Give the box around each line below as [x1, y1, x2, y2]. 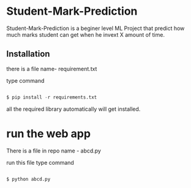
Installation [6, 49, 50, 59]
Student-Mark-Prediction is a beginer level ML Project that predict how [6, 24, 185, 32]
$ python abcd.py [6, 176, 51, 182]
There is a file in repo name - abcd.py [6, 147, 101, 154]
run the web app [6, 127, 91, 140]
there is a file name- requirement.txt [6, 65, 97, 72]
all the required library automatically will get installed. [6, 105, 141, 113]
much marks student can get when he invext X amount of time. [6, 31, 165, 38]
